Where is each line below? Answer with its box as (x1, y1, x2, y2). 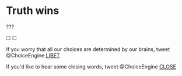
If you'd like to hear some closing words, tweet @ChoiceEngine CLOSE (6, 63, 177, 70)
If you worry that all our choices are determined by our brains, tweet (6, 45, 170, 53)
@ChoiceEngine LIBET (6, 52, 60, 59)
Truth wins (6, 4, 60, 17)
